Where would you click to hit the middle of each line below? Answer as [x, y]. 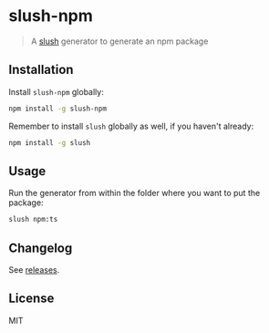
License [31, 299]
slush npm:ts [33, 220]
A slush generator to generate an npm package [119, 41]
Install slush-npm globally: [56, 91]
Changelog [41, 248]
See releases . [34, 270]
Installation [41, 70]
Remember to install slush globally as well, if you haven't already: [131, 126]
